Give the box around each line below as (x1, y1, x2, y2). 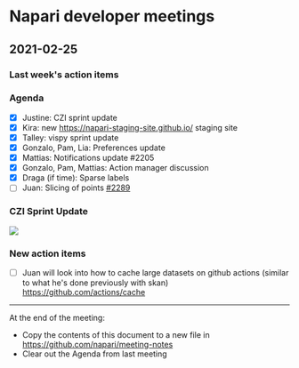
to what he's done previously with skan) (21, 277, 169, 288)
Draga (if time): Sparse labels (21, 172, 130, 183)
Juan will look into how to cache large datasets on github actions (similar (21, 267, 289, 277)
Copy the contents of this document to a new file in (21, 329, 211, 340)
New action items (9, 247, 86, 260)
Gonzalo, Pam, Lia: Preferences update (21, 142, 166, 153)
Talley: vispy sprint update (21, 132, 119, 143)
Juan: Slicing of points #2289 (21, 182, 131, 193)
